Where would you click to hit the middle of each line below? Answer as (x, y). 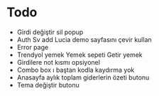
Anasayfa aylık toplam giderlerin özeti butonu (83, 77)
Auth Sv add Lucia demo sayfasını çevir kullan (84, 39)
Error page (33, 47)
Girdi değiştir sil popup (50, 32)
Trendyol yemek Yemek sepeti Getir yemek (79, 55)
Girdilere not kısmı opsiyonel (59, 62)
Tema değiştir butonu (48, 85)
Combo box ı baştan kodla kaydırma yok (76, 70)
